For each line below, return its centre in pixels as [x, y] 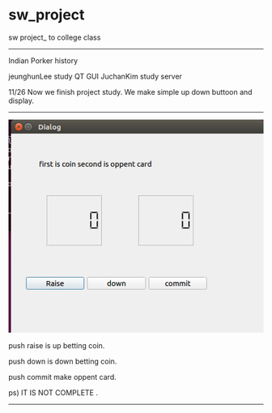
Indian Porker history [43, 60]
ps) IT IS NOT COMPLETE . [53, 392]
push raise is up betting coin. [57, 345]
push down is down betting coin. [63, 361]
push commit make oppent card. [63, 377]
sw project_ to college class [55, 37]
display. [21, 100]
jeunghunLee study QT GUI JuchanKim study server [95, 76]
